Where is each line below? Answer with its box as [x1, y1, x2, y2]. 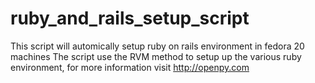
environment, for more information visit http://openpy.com [10, 61, 250, 73]
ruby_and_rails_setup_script [10, 7, 250, 30]
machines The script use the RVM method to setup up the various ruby [10, 50, 302, 62]
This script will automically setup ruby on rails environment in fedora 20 [10, 40, 305, 52]
